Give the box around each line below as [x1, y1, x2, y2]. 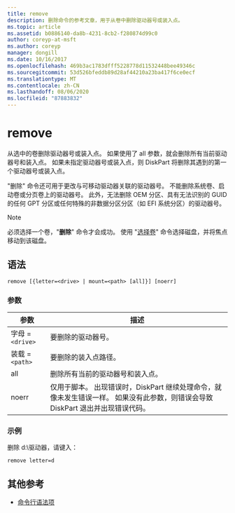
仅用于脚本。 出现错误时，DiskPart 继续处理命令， [50, 383, 215, 392]
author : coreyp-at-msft [7, 36, 77, 43]
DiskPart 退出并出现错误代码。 [50, 404, 150, 413]
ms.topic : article [7, 23, 61, 30]
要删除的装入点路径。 [50, 353, 121, 362]
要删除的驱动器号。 [50, 332, 114, 342]
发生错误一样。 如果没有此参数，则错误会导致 [64, 393, 213, 403]
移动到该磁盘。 [7, 236, 50, 245]
